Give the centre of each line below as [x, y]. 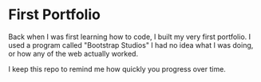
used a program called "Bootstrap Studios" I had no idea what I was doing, [131, 45]
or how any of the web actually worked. [73, 53]
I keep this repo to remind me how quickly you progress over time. [117, 68]
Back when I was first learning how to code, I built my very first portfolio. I [130, 37]
